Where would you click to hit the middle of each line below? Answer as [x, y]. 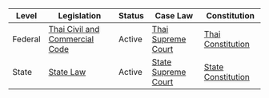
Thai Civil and [74, 29]
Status [131, 16]
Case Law [174, 16]
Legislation [80, 16]
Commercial [71, 39]
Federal [27, 39]
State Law [67, 72]
